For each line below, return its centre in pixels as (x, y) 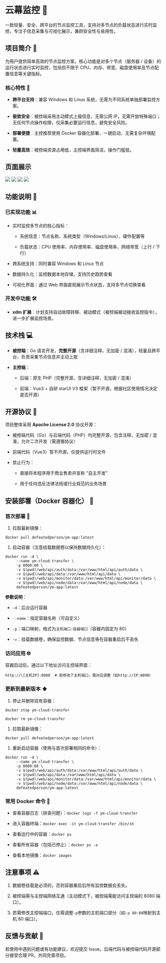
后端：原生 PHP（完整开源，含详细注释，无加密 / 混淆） (77, 378)
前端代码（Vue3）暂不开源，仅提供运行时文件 (59, 452)
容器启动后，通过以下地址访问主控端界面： (49, 665)
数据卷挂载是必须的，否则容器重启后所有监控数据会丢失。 (71, 885)
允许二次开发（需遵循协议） (49, 441)
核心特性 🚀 (18, 88)
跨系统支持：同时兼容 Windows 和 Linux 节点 (58, 263)
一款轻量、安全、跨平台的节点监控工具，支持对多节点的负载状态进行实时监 (81, 25)
